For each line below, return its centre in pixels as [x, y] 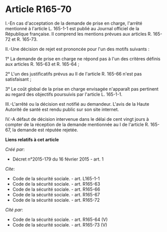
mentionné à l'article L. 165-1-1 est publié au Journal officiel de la [72, 28]
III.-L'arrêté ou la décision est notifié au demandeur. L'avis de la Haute [77, 104]
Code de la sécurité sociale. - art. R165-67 [56, 194]
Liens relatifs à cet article [32, 139]
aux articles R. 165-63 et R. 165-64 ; [42, 64]
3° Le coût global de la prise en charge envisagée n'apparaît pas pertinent [82, 89]
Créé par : [15, 149]
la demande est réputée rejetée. [45, 130]
